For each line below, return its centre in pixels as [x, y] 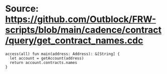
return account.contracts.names [44, 62]
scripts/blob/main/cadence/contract [83, 30]
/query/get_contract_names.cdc [74, 41]
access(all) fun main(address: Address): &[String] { [63, 54]
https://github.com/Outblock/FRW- [81, 19]
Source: [22, 9]
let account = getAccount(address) [47, 58]
